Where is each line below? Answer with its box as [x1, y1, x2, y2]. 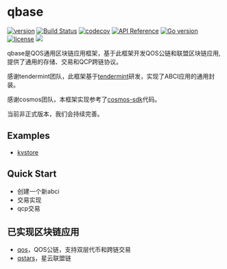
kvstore [16, 148, 39, 156]
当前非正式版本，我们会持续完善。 [7, 110, 104, 118]
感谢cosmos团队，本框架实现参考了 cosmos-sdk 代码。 [7, 95, 161, 103]
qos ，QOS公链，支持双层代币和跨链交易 [16, 246, 132, 254]
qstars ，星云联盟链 [16, 254, 71, 262]
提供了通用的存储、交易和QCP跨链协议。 [7, 57, 122, 66]
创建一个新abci [16, 187, 60, 195]
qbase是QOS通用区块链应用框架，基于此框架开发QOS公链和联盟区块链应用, [7, 49, 221, 57]
